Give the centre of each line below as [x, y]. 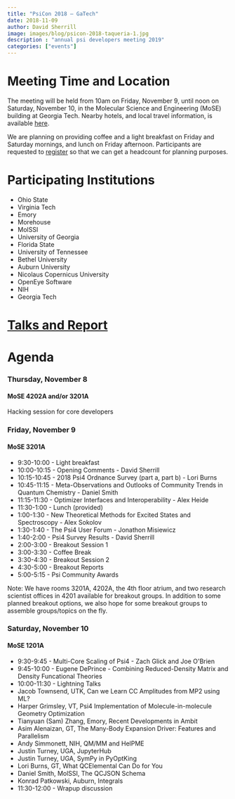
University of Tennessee [53, 252]
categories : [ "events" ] [42, 46]
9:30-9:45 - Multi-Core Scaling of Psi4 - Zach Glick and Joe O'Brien [116, 661]
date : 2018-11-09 [33, 20]
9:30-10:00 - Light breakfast [58, 462]
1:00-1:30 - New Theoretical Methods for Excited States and [104, 515]
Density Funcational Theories [60, 676]
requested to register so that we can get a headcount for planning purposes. [118, 151]
